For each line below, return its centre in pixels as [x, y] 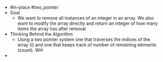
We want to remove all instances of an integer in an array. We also [86, 18]
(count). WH [30, 50]
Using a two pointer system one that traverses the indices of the [84, 39]
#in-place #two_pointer [34, 7]
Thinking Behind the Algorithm [41, 34]
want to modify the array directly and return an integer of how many [88, 23]
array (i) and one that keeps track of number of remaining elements [87, 45]
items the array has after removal [52, 29]
